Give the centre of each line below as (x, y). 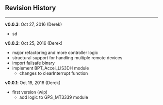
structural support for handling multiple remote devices (67, 57)
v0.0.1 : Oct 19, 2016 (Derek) (33, 83)
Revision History (31, 8)
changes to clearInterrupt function (54, 73)
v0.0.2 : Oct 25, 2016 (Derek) (34, 43)
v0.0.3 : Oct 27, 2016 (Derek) (33, 24)
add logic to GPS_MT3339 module (54, 97)
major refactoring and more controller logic (55, 52)
